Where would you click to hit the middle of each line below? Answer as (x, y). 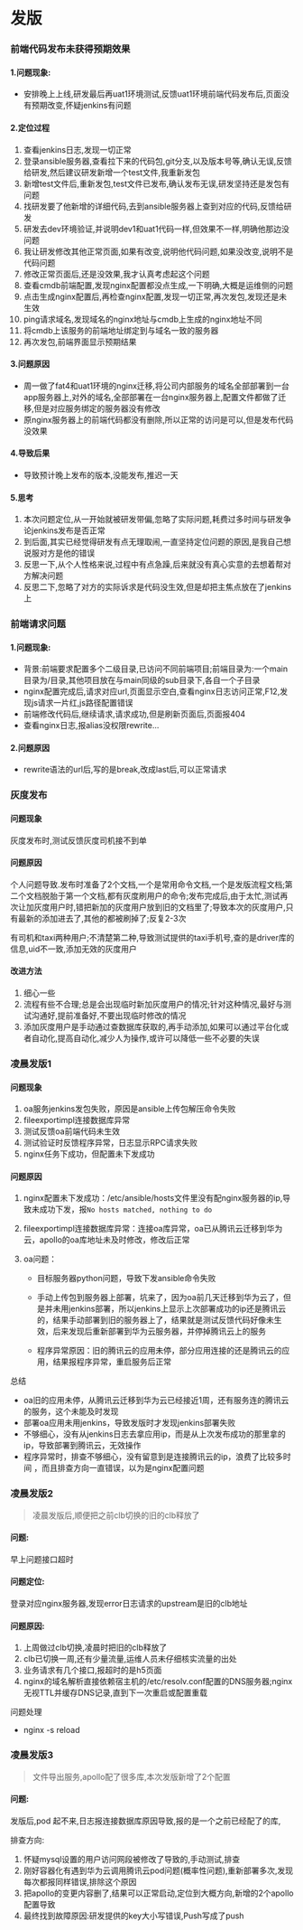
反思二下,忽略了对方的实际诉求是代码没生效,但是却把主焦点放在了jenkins (157, 587)
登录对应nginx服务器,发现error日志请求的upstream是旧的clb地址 (129, 1604)
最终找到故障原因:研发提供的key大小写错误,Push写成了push (133, 1916)
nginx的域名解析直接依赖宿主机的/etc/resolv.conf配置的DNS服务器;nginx (158, 1682)
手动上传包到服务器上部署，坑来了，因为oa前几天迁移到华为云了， (160, 1298)
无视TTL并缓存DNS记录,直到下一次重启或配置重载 (115, 1693)
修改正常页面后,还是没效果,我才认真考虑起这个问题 (116, 274)
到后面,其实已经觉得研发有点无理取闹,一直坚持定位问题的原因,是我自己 (153, 542)
